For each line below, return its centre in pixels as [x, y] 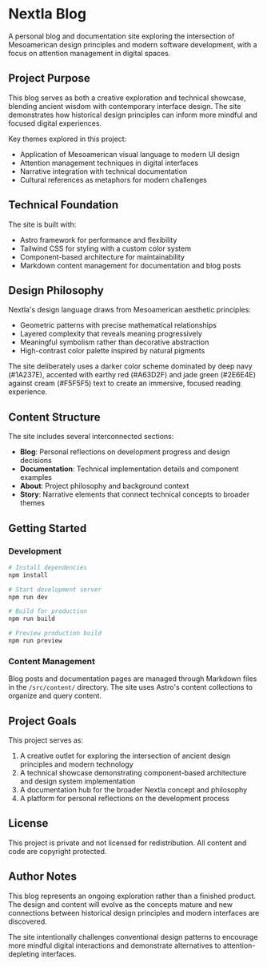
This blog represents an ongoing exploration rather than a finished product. [132, 896]
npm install [28, 575]
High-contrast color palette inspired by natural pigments [112, 351]
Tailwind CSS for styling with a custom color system [106, 248]
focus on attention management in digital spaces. [90, 53]
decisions [36, 461]
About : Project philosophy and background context [104, 486]
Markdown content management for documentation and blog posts [130, 265]
